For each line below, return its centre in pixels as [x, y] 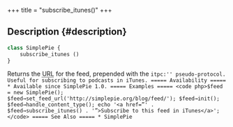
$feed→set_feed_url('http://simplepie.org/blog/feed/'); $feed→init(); [113, 99]
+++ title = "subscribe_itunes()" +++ [60, 10]
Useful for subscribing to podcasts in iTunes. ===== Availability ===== [117, 81]
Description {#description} [67, 32]
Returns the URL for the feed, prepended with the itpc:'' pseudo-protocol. [116, 74]
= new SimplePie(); [36, 93]
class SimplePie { [34, 48]
